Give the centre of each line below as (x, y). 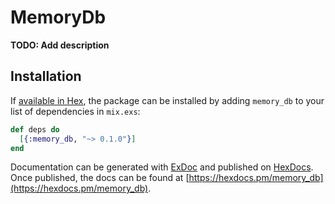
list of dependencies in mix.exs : (75, 111)
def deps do (35, 129)
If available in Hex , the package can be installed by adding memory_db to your (167, 100)
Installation (46, 76)
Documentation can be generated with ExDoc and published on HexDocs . (162, 167)
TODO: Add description (60, 45)
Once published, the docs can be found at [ (100, 178)
